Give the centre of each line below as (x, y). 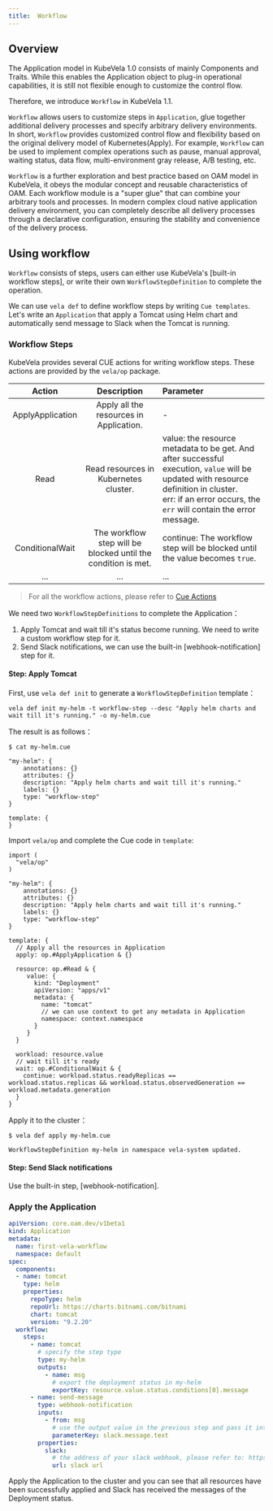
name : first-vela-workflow (61, 1246)
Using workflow (50, 253)
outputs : (52, 1367)
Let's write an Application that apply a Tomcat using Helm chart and (123, 315)
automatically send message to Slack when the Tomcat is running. (119, 323)
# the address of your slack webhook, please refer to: (148, 1458)
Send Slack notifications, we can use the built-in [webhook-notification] (140, 646)
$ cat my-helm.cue (39, 747)
